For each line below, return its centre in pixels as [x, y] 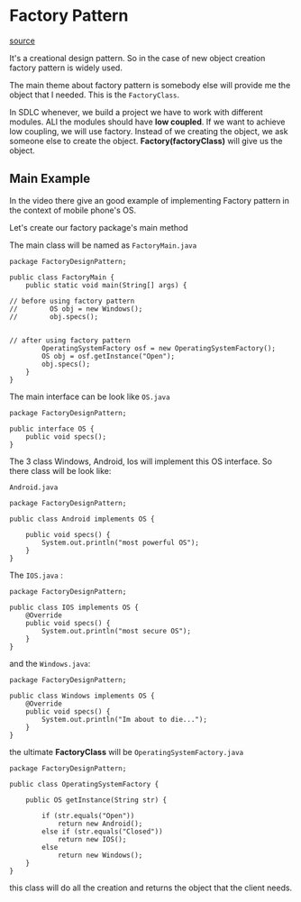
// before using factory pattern [72, 301]
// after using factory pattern [70, 340]
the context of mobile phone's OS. [73, 210]
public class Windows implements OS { [82, 696]
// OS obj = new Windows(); [76, 309]
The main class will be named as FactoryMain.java [103, 245]
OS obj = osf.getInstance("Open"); [109, 356]
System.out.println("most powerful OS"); [121, 542]
